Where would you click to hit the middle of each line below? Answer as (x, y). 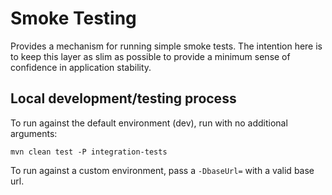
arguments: (34, 133)
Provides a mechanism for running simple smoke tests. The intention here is (166, 46)
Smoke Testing (73, 18)
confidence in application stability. (81, 67)
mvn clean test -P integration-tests (89, 152)
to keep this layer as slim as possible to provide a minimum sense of (150, 56)
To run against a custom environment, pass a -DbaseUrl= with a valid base (162, 170)
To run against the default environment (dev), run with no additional (149, 123)
